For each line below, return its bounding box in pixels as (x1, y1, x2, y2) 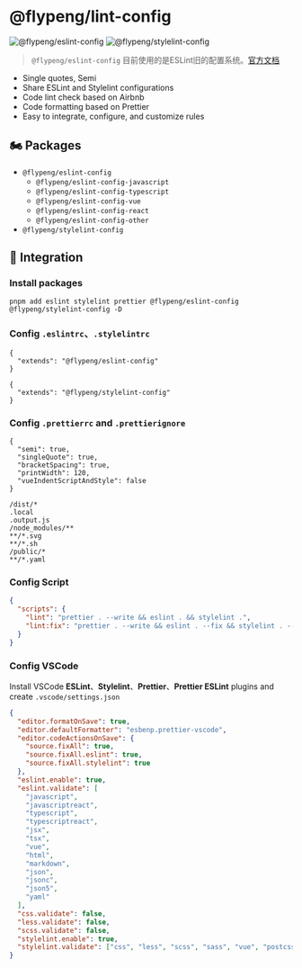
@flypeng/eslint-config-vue (35, 196, 141, 206)
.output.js (9, 515, 50, 525)
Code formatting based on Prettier (22, 101, 150, 112)
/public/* (9, 547, 47, 557)
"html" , (25, 850, 54, 860)
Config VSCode (9, 659, 79, 672)
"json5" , (25, 884, 58, 893)
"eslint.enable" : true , (17, 775, 106, 784)
